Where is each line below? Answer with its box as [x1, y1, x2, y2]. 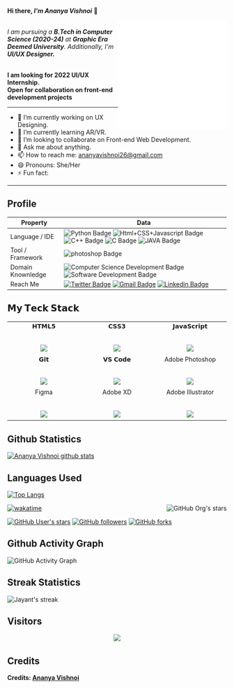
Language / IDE [10, 233, 54, 241]
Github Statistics [7, 433, 81, 445]
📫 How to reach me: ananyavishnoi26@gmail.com [17, 151, 163, 159]
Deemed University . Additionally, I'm [7, 43, 114, 50]
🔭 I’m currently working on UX [17, 113, 104, 122]
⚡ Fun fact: [17, 168, 49, 177]
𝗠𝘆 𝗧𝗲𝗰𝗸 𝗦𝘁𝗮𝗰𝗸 [7, 303, 80, 314]
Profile [7, 198, 37, 210]
